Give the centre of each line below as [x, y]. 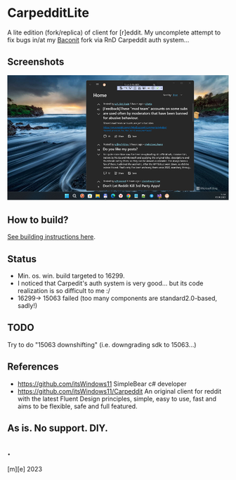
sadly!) [27, 306]
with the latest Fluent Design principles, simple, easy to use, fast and [117, 398]
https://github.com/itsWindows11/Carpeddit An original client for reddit [119, 391]
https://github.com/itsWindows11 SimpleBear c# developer [102, 384]
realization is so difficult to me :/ [64, 291]
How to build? [38, 220]
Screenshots [36, 62]
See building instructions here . [52, 237]
